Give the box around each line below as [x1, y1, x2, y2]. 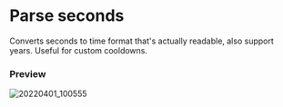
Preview [9, 67, 46, 80]
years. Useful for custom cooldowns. [9, 44, 148, 55]
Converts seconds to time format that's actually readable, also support [9, 35, 275, 46]
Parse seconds [9, 5, 125, 26]
